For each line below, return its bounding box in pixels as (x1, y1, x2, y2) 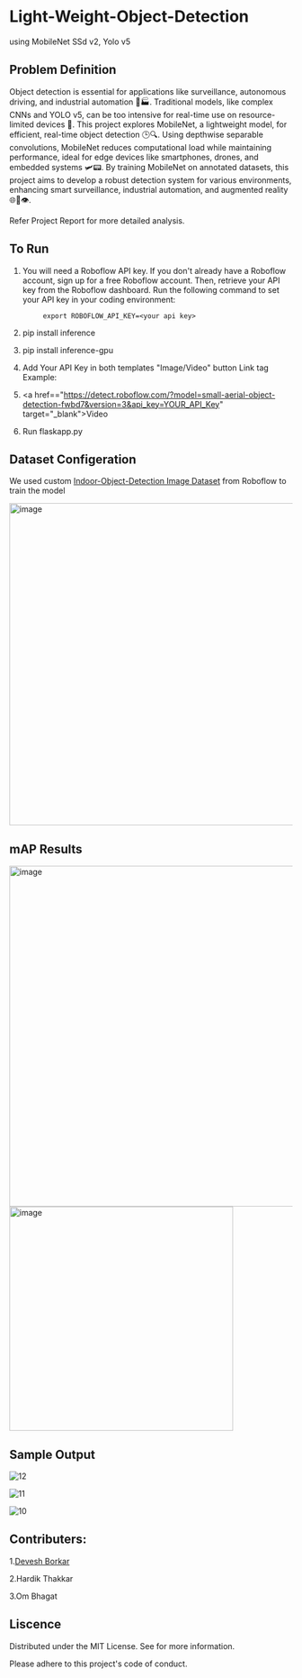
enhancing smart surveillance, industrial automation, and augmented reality (9, 184, 289, 195)
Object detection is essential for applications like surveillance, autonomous (9, 86, 287, 96)
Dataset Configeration (9, 451, 137, 467)
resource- (238, 109, 276, 120)
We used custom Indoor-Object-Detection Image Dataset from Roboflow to (9, 476, 287, 487)
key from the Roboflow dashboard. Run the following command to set (22, 284, 280, 295)
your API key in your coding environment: (22, 294, 176, 305)
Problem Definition (9, 62, 117, 78)
